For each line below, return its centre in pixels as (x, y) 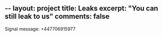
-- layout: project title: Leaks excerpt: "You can (81, 8)
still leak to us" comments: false (57, 17)
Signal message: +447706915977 (40, 29)
